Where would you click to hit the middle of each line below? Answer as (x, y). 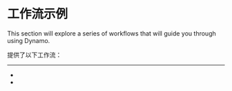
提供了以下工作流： (35, 55)
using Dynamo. (29, 40)
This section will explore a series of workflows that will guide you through (112, 33)
